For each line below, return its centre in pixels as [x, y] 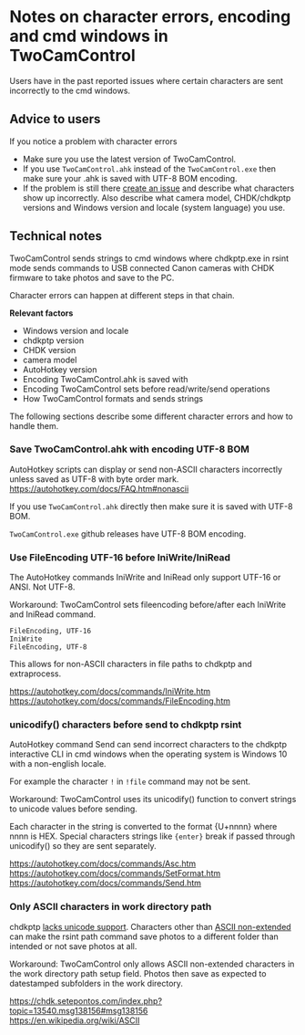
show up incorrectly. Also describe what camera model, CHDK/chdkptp [157, 197]
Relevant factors [41, 313]
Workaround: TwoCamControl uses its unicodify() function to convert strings [153, 800]
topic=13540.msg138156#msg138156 [79, 1010]
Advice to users [55, 119]
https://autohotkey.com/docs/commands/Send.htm [106, 883]
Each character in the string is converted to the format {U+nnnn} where [143, 827]
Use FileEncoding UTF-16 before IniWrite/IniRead [120, 557]
